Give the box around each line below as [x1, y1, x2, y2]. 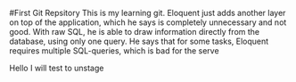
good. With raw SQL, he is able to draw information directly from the [9, 27, 260, 37]
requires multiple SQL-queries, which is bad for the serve [9, 45, 220, 56]
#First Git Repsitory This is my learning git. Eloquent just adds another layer [9, 8, 286, 18]
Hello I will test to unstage [9, 62, 104, 73]
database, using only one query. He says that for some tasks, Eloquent [9, 36, 269, 46]
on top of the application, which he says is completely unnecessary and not [9, 17, 287, 28]
